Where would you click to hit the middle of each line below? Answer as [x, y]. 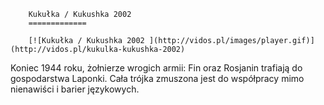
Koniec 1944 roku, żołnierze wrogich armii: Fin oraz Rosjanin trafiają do [156, 68]
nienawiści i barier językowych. [75, 89]
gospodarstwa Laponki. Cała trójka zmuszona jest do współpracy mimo [157, 78]
